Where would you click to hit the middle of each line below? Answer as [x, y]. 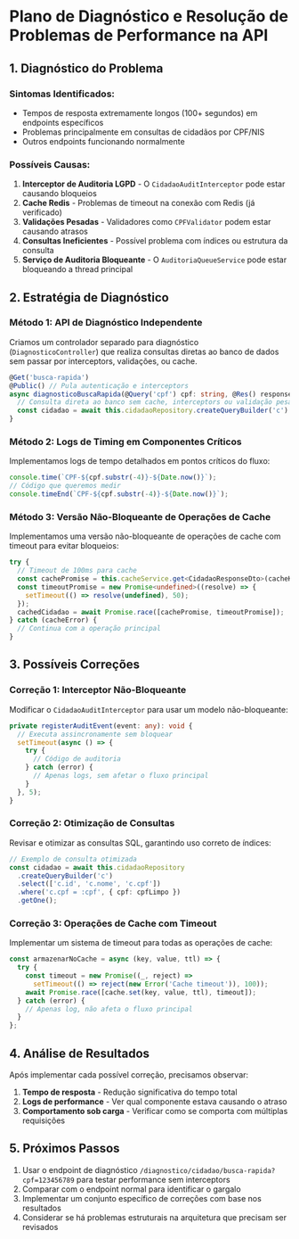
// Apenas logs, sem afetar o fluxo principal [121, 776]
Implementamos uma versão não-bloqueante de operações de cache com [145, 536]
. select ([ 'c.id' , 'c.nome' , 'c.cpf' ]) [89, 884]
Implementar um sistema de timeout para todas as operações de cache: [141, 943]
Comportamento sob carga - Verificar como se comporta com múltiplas [155, 1111]
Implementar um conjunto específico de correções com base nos [142, 1198]
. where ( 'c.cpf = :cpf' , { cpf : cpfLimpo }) [99, 892]
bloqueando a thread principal [77, 269]
